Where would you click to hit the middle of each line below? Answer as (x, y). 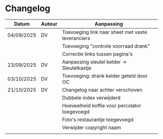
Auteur (49, 24)
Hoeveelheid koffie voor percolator (102, 105)
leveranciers (76, 38)
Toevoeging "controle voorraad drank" (106, 46)
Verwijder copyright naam (92, 127)
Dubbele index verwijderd (91, 98)
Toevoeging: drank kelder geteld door (105, 76)
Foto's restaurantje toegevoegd (98, 120)
